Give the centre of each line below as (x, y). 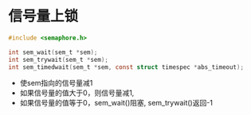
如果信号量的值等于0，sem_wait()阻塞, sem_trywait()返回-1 (116, 103)
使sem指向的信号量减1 (56, 83)
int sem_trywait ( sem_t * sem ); (59, 59)
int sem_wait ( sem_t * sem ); (53, 52)
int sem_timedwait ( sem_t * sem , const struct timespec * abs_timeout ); (126, 67)
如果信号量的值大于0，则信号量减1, (77, 93)
